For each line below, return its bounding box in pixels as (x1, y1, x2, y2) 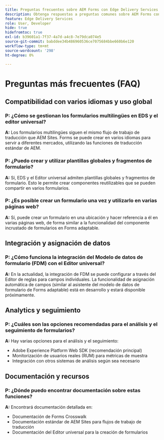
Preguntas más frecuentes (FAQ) (5, 78, 141, 89)
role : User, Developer (5, 21, 51, 26)
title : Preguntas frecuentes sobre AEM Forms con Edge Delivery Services (5, 7, 159, 12)
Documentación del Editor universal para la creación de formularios (12, 429, 148, 435)
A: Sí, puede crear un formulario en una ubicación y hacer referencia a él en (5, 214, 158, 220)
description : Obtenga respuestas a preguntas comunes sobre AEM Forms (5, 12, 152, 17)
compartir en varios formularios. (5, 185, 70, 191)
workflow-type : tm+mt (5, 44, 49, 49)
